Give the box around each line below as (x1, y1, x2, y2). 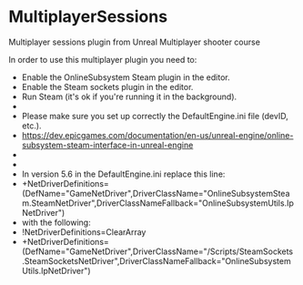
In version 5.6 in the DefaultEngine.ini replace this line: (21, 168, 226, 179)
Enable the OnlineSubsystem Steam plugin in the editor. (21, 71, 231, 83)
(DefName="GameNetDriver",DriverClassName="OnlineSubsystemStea (21, 188, 290, 198)
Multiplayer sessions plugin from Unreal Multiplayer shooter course (8, 36, 261, 47)
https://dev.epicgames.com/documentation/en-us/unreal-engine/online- (21, 129, 294, 140)
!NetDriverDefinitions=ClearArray (21, 226, 146, 238)
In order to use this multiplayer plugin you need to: (8, 54, 197, 65)
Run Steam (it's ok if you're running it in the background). (21, 91, 237, 102)
